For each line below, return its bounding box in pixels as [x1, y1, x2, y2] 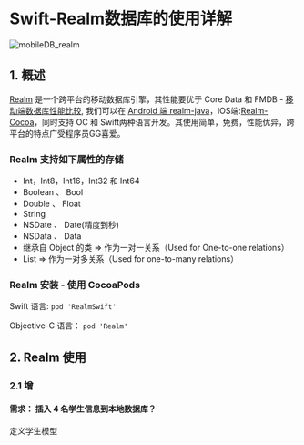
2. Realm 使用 [9, 349, 86, 365]
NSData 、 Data [22, 231, 82, 242]
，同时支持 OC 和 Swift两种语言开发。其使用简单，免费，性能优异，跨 [34, 116, 295, 128]
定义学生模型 [9, 425, 57, 436]
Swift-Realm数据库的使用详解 [9, 8, 233, 29]
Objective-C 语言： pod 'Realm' [9, 320, 128, 331]
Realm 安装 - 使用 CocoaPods [9, 278, 141, 291]
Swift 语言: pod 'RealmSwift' [9, 301, 117, 312]
